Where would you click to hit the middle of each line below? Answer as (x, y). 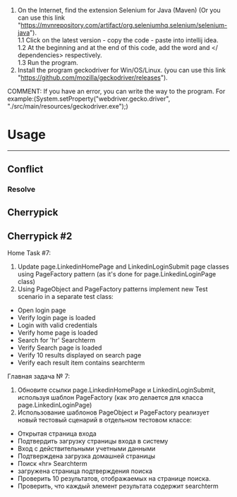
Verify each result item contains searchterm (81, 363)
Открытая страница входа (57, 434)
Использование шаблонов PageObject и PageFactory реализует (113, 412)
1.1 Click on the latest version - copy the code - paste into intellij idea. (118, 40)
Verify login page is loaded (56, 318)
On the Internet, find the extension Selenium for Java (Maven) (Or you (119, 10)
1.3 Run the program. (48, 62)
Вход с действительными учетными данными (86, 449)
